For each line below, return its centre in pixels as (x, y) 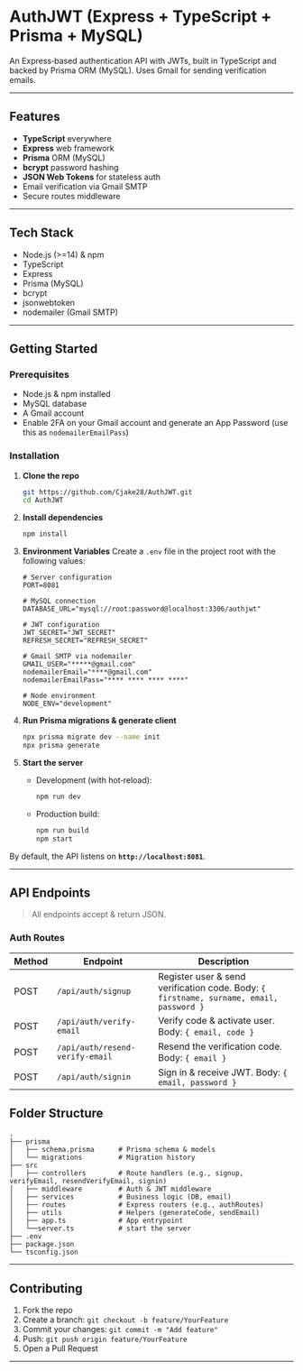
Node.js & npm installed (66, 394)
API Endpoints (50, 893)
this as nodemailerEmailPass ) (75, 432)
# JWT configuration (61, 625)
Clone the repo (50, 475)
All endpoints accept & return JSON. (99, 915)
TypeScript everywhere (67, 138)
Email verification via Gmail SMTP (85, 186)
